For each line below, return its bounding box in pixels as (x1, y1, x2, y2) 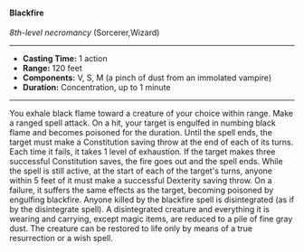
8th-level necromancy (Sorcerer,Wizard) (9, 27, 160, 38)
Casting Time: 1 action (22, 53, 108, 64)
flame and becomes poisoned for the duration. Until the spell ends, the (9, 127, 273, 138)
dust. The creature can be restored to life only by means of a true (9, 223, 253, 234)
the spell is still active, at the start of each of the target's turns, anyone (9, 165, 273, 176)
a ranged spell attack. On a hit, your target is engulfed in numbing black (9, 117, 276, 128)
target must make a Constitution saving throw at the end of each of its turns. (9, 136, 294, 148)
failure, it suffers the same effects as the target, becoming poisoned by (9, 185, 274, 196)
